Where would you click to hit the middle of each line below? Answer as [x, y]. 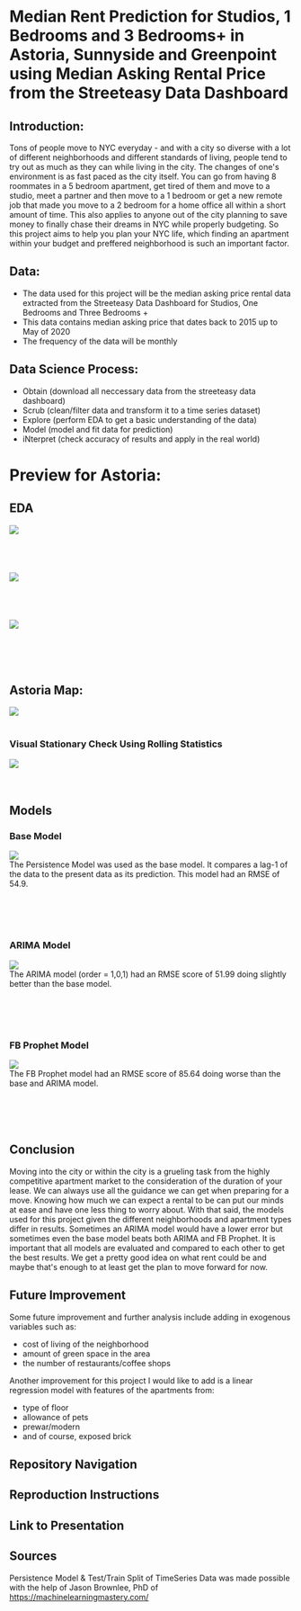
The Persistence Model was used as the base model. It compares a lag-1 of [149, 864]
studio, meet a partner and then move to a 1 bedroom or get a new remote [146, 196]
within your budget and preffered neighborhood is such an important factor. [150, 243]
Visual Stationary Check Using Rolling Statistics [116, 744]
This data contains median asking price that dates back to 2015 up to [150, 322]
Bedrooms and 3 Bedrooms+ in [127, 36]
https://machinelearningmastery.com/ [79, 1597]
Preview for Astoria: [85, 475]
